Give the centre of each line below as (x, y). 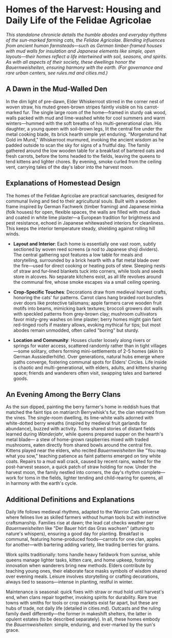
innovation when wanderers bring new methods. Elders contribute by (79, 566)
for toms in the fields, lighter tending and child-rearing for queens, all (90, 478)
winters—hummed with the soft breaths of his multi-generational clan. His (84, 123)
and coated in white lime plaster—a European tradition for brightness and (83, 217)
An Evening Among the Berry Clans (63, 394)
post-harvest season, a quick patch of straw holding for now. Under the (81, 467)
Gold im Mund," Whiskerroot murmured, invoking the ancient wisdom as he (85, 139)
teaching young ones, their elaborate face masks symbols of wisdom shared (86, 571)
